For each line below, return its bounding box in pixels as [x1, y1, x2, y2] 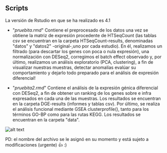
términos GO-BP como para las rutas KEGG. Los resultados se [12, 111, 141, 117]
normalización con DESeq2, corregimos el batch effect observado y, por [12, 54, 161, 60]
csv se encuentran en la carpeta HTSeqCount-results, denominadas [12, 38, 153, 44]
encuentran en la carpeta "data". [12, 116, 80, 122]
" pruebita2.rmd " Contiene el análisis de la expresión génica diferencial [12, 85, 158, 91]
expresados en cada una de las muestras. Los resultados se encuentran [12, 95, 161, 101]
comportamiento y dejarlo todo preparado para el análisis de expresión [12, 70, 159, 76]
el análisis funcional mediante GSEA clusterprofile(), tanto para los [12, 106, 149, 112]
